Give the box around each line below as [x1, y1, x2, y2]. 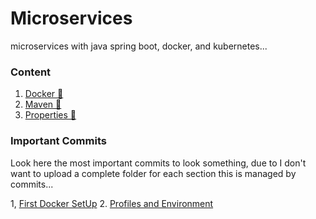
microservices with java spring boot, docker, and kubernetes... [10, 40, 268, 52]
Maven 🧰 [24, 98, 62, 111]
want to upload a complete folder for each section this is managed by [10, 167, 297, 179]
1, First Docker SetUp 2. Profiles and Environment [10, 197, 214, 209]
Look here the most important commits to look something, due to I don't [10, 157, 307, 169]
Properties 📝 [24, 109, 77, 121]
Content [10, 65, 52, 79]
